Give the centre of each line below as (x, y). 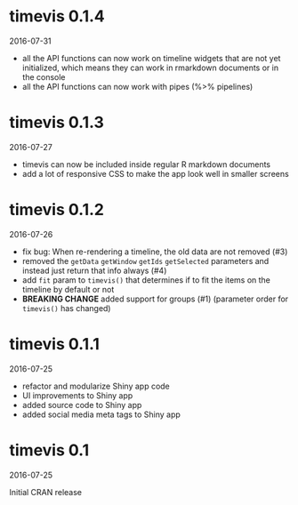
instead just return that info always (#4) (94, 270)
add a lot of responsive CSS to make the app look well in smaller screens (155, 173)
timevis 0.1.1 (55, 344)
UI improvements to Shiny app (77, 395)
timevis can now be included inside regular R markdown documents (146, 164)
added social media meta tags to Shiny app (101, 414)
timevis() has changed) (66, 308)
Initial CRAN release (46, 492)
